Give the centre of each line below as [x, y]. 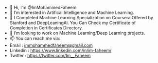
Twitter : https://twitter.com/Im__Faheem [50, 56]
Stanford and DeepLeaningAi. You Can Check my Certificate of [73, 23]
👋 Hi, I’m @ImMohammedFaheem [43, 7]
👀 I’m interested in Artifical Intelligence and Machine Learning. [72, 13]
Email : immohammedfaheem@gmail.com [51, 45]
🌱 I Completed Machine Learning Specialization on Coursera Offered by [81, 18]
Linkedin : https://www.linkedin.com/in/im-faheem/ [61, 50]
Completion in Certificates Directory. [46, 28]
